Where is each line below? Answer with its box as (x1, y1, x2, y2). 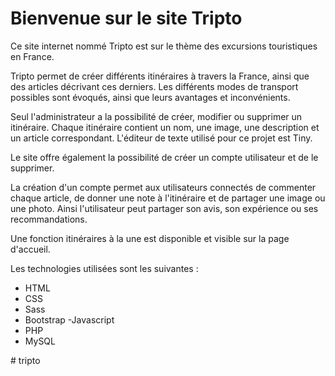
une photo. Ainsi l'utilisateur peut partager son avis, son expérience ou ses (10, 202, 319, 214)
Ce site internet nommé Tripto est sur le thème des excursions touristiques (10, 40, 318, 52)
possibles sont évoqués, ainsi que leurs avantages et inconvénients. (10, 91, 291, 103)
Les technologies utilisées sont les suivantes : (10, 262, 199, 274)
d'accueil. (10, 243, 51, 255)
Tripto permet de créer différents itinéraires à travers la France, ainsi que (10, 70, 310, 82)
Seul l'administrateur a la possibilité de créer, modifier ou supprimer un (10, 110, 303, 122)
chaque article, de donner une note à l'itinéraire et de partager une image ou (10, 192, 326, 204)
